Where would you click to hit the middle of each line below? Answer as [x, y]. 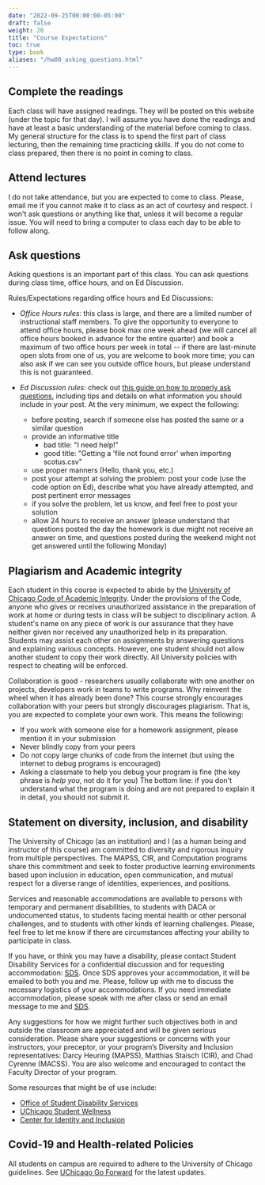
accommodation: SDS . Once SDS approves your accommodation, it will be [129, 972]
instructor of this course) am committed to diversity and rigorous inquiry [126, 849]
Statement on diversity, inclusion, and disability [129, 822]
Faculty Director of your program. [63, 1072]
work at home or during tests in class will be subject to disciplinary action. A [132, 615]
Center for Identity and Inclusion [72, 1119]
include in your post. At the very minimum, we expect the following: [129, 404]
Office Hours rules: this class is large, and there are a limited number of [136, 313]
